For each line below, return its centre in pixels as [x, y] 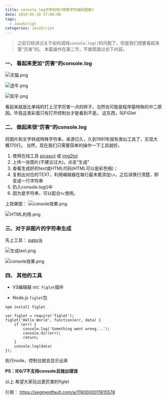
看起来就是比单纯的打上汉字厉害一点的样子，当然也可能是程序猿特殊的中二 [81, 107]
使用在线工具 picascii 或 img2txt [45, 156]
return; [31, 338]
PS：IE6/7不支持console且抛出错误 [42, 371]
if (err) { [25, 325]
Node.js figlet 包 [30, 298]
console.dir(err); [42, 333]
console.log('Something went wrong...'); [67, 329]
